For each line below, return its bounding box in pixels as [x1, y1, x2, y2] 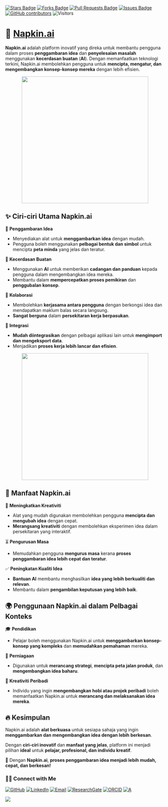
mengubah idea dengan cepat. [12, 517, 78, 523]
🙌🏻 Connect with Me [5, 775, 57, 782]
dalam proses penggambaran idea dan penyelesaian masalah [5, 50, 137, 56]
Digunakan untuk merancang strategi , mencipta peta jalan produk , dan [12, 662, 163, 669]
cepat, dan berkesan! [5, 762, 51, 768]
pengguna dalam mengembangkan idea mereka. [12, 271, 114, 277]
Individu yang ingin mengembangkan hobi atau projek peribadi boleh [12, 688, 159, 694]
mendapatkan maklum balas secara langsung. [12, 307, 109, 313]
